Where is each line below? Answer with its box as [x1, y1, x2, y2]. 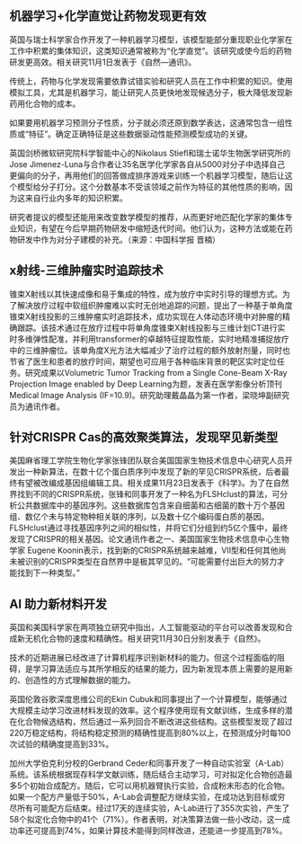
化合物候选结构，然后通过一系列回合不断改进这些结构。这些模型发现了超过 [16, 716, 293, 727]
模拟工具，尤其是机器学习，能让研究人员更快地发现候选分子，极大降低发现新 [9, 86, 293, 97]
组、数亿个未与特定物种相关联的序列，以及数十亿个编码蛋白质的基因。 [9, 511, 270, 522]
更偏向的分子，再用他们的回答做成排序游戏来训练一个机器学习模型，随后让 [9, 170, 285, 181]
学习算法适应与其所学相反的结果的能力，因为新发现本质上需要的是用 [32, 663, 285, 674]
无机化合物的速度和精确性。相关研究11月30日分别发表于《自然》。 [24, 633, 266, 644]
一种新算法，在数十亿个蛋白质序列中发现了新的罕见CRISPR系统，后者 [24, 466, 281, 477]
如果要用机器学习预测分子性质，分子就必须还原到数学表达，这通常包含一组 [9, 117, 285, 128]
